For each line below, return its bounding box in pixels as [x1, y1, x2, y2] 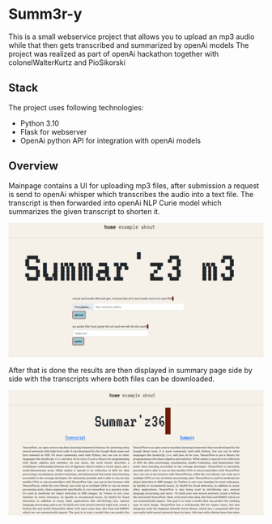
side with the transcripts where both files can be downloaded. [8, 374, 215, 384]
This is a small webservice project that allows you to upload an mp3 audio [8, 32, 255, 41]
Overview [8, 159, 59, 173]
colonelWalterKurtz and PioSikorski [8, 58, 125, 67]
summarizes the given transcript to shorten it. [8, 206, 160, 216]
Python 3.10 [19, 118, 59, 128]
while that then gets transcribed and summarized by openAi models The [8, 40, 249, 49]
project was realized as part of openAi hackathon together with [8, 49, 219, 58]
